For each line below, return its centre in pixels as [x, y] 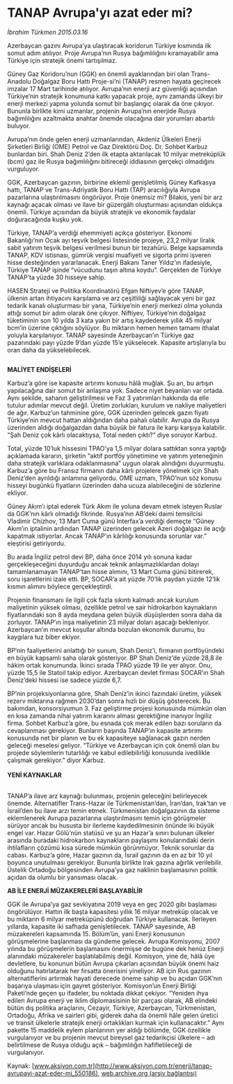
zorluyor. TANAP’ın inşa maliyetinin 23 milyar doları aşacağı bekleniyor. [109, 622]
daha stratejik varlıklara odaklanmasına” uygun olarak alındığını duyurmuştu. [116, 463]
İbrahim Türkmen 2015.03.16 [48, 32]
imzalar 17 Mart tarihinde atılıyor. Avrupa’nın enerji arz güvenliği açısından [112, 88]
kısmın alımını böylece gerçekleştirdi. [60, 586]
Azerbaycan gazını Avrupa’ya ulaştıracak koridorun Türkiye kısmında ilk [110, 45]
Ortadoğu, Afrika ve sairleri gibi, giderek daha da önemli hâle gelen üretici [113, 1015]
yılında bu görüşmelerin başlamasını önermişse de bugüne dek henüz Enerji [115, 948]
